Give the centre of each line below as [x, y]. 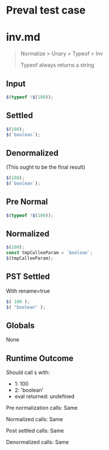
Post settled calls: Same [35, 431]
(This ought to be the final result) [46, 167]
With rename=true [28, 291]
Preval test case [46, 10]
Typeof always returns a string [57, 65]
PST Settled [28, 277]
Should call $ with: [28, 373]
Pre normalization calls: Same [42, 408]
